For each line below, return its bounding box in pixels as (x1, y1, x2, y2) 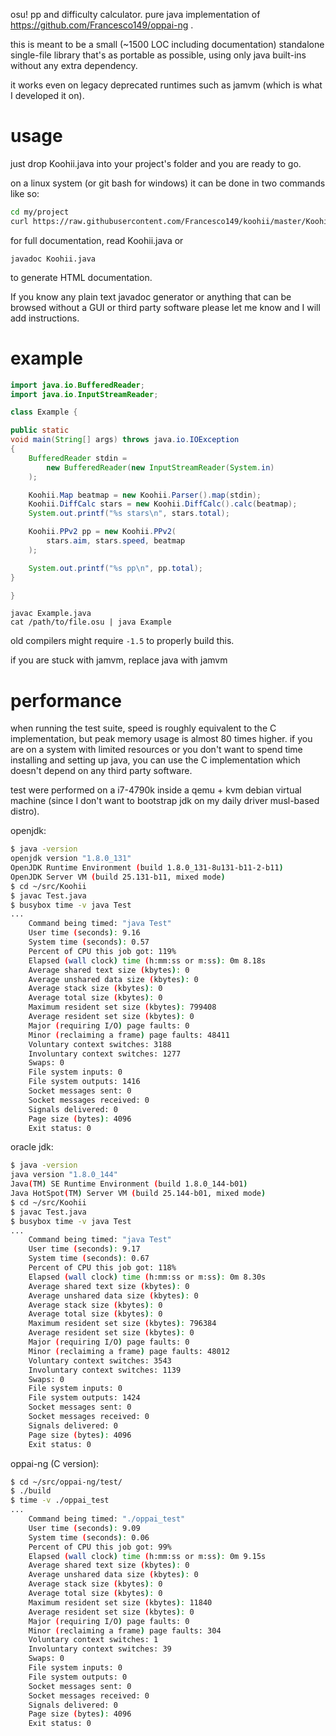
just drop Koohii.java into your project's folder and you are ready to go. (10, 157, 302, 169)
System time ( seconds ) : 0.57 (28, 937, 150, 948)
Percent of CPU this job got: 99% (28, 1542, 172, 1552)
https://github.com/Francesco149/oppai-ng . (10, 19, 194, 31)
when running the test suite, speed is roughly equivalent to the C (10, 722, 277, 734)
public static (10, 425, 70, 436)
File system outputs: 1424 (28, 1393, 141, 1403)
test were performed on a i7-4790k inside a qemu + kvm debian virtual (10, 784, 302, 796)
